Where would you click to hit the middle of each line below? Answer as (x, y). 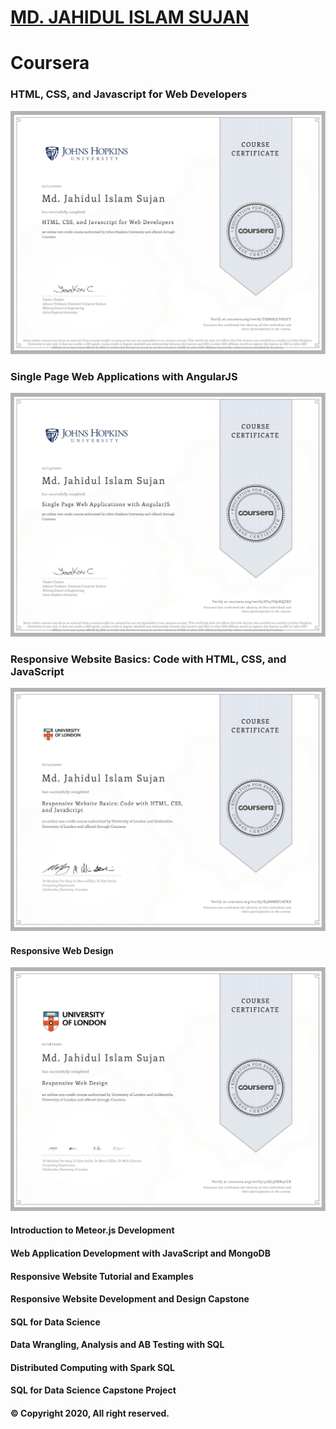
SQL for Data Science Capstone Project (93, 1390)
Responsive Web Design (62, 950)
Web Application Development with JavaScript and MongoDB (140, 1253)
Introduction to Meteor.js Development (92, 1230)
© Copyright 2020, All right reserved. (90, 1413)
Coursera (50, 63)
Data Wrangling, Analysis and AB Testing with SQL (117, 1345)
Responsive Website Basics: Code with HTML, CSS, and (148, 659)
